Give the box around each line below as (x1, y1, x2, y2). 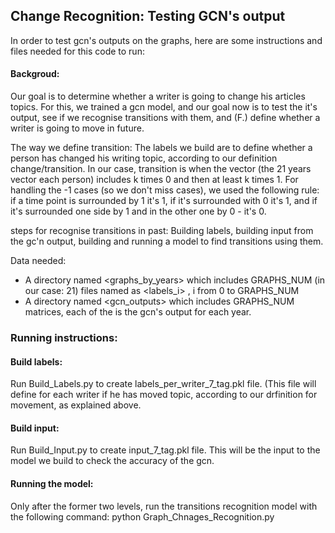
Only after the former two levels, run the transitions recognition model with (10, 500, 318, 512)
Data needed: (10, 255, 67, 267)
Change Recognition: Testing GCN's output (10, 8, 286, 25)
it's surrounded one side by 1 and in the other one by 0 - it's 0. (10, 205, 267, 218)
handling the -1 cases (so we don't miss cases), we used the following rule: (10, 184, 320, 196)
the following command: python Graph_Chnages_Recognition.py (10, 510, 275, 523)
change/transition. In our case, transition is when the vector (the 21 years (10, 163, 312, 175)
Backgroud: (10, 68, 60, 80)
